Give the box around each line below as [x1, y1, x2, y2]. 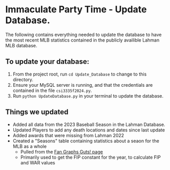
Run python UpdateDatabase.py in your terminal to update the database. [12, 92, 163, 99]
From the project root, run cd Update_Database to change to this [12, 71, 147, 77]
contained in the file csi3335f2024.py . [12, 87, 92, 93]
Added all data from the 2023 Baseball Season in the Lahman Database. [12, 121, 165, 127]
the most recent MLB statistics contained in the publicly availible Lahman [5, 37, 160, 43]
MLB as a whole [12, 143, 47, 149]
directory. [12, 76, 33, 83]
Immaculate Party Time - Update [5, 4, 147, 15]
